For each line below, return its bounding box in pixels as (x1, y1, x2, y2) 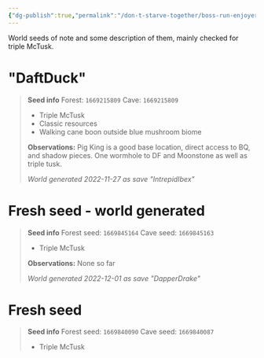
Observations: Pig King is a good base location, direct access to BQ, (27, 142, 251, 152)
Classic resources (38, 119, 98, 128)
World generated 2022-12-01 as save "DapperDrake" (27, 273, 201, 283)
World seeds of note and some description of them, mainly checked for (8, 33, 239, 42)
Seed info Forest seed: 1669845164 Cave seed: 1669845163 (27, 227, 214, 237)
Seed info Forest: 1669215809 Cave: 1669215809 (27, 95, 179, 105)
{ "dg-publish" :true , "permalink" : (8, 11, 118, 20)
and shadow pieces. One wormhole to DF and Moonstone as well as (27, 150, 247, 160)
